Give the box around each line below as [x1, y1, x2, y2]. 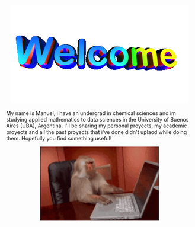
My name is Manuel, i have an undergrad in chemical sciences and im [6, 110, 176, 117]
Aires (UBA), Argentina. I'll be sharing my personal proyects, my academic [6, 122, 187, 129]
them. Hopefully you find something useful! [6, 135, 112, 142]
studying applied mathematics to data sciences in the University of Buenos [6, 116, 189, 123]
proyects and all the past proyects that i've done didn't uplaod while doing [6, 129, 187, 135]
